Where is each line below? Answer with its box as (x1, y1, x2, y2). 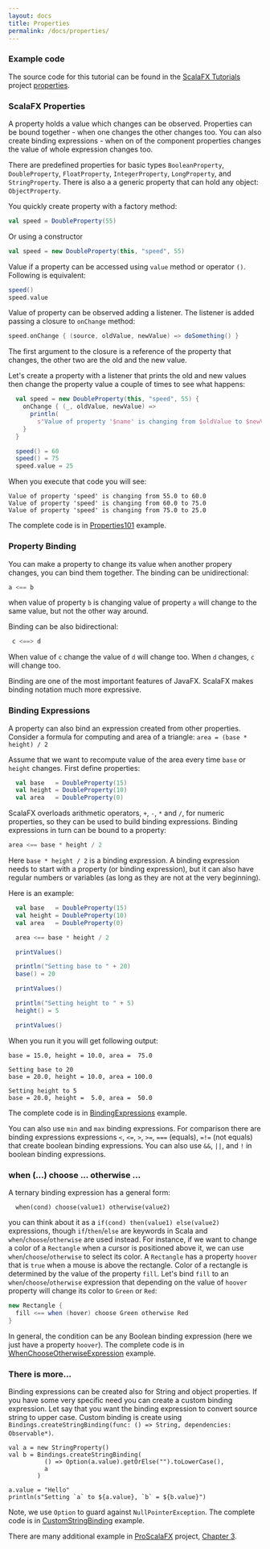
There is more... (8, 1368, 72, 1380)
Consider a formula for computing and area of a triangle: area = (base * (8, 731, 247, 742)
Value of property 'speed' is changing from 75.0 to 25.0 (8, 506, 207, 514)
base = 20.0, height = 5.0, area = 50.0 (8, 1093, 153, 1101)
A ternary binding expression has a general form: (8, 1187, 171, 1197)
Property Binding (8, 541, 76, 552)
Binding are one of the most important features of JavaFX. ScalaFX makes (8, 677, 254, 686)
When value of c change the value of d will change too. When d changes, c (8, 652, 255, 662)
